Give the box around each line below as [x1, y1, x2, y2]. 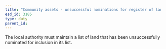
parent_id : [5, 21, 28, 26]
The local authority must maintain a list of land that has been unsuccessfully [5, 34, 160, 40]
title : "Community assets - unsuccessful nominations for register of [5, 7, 154, 12]
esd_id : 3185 [5, 12, 32, 17]
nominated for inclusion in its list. [5, 40, 73, 46]
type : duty [5, 16, 28, 21]
